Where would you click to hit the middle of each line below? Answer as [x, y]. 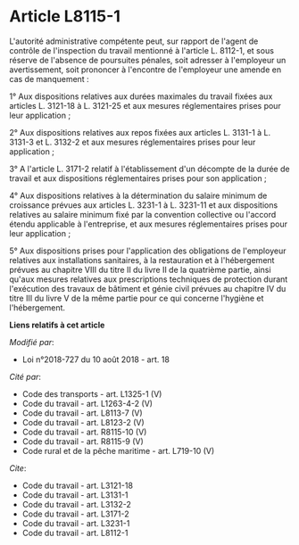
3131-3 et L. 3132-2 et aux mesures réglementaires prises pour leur [133, 142]
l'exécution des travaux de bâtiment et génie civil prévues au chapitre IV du [148, 288]
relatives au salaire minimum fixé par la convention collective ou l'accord [143, 214]
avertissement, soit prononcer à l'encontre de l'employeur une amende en [145, 70]
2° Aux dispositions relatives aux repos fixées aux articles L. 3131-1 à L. [140, 132]
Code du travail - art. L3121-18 [78, 485]
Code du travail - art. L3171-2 [75, 514]
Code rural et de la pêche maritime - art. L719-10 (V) [118, 450]
